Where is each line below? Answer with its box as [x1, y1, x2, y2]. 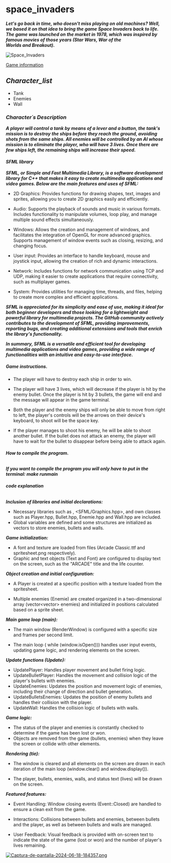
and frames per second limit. [13, 632, 74, 638]
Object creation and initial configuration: [6, 571, 95, 577]
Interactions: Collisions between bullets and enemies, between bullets [13, 816, 160, 822]
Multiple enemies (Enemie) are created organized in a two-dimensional [13, 596, 162, 602]
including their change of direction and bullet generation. [13, 688, 133, 694]
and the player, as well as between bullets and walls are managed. [13, 821, 152, 827]
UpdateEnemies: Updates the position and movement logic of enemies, [13, 683, 162, 689]
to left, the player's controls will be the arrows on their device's [13, 412, 146, 418]
